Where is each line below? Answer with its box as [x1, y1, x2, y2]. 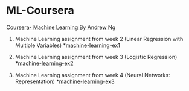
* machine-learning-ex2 [14, 60, 74, 67]
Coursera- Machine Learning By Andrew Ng [6, 24, 116, 31]
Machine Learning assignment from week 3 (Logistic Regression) [14, 53, 178, 60]
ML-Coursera [6, 4, 74, 17]
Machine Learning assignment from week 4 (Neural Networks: [14, 71, 170, 78]
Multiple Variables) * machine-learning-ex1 [14, 42, 121, 49]
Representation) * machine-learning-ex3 [14, 78, 115, 85]
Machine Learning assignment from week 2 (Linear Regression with [14, 35, 184, 42]
